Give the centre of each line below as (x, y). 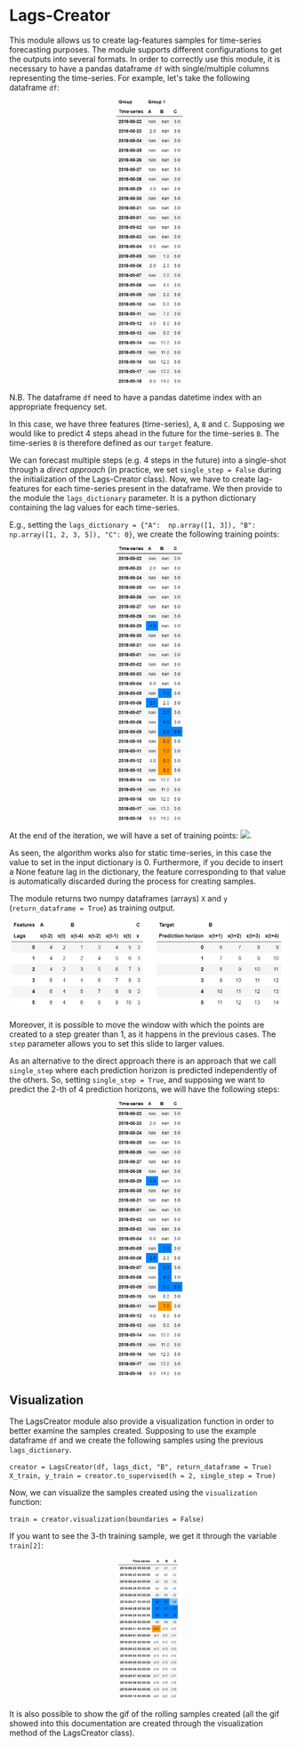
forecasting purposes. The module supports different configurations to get (146, 49)
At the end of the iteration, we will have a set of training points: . (130, 836)
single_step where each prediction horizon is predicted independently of (143, 1070)
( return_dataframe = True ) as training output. (92, 908)
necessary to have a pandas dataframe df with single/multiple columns (139, 69)
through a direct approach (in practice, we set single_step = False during (145, 470)
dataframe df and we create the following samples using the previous (136, 1440)
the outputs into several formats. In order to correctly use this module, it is (145, 59)
